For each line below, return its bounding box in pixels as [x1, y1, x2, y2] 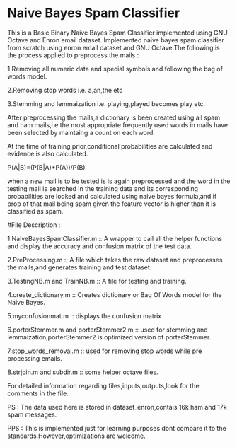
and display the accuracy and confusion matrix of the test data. [7, 242, 192, 250]
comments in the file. [7, 389, 69, 397]
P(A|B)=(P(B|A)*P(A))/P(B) [7, 163, 86, 171]
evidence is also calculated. [7, 149, 88, 158]
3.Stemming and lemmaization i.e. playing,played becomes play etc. [7, 99, 205, 108]
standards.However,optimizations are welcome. [7, 431, 146, 440]
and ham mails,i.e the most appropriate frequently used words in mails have [7, 120, 229, 129]
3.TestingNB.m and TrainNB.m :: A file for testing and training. [7, 277, 187, 285]
